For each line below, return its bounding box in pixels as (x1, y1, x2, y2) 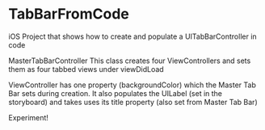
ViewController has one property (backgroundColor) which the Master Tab (8, 80, 256, 90)
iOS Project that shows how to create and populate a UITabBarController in (8, 31, 257, 41)
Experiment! (8, 112, 48, 122)
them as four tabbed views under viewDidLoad (8, 64, 164, 73)
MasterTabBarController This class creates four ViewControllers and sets (8, 56, 251, 65)
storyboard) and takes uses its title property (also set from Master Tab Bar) (8, 97, 258, 107)
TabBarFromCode (8, 5, 129, 23)
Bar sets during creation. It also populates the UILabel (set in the (8, 88, 223, 98)
